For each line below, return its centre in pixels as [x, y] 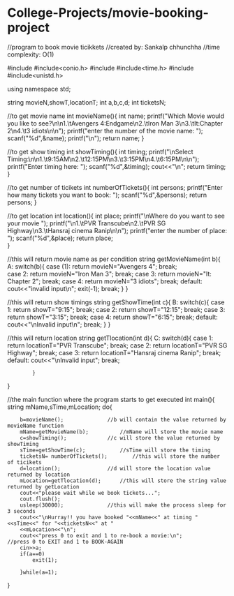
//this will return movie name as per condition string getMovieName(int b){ [114, 259]
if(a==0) [32, 554]
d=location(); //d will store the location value [115, 468]
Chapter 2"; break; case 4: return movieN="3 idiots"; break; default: [105, 281]
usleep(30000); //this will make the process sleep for [123, 505]
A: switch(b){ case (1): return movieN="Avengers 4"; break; [92, 266]
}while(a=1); [39, 572]
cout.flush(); [40, 499]
